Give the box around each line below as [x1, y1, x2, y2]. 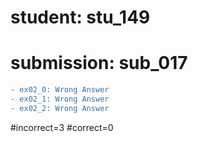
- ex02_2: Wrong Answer [10, 103, 110, 113]
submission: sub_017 [10, 52, 188, 75]
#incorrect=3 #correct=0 [10, 121, 114, 133]
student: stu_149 [10, 6, 151, 29]
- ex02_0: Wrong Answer [10, 85, 110, 95]
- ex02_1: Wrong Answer [10, 94, 110, 104]
